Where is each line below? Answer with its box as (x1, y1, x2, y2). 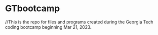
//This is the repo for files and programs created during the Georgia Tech (5, 19, 154, 25)
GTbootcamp (5, 3, 60, 14)
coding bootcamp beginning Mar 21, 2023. (5, 24, 92, 30)
